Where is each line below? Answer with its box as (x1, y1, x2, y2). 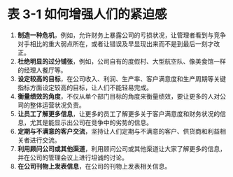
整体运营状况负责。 (29, 101, 85, 109)
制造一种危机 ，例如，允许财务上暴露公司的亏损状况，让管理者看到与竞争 (17, 31, 226, 39)
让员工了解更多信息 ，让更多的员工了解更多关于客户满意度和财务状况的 (17, 109, 220, 118)
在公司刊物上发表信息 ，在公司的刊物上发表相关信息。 (17, 162, 171, 170)
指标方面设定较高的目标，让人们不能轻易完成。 (17, 83, 153, 92)
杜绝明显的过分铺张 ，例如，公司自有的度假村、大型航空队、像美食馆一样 (17, 57, 226, 65)
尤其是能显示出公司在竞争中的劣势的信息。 (29, 118, 153, 127)
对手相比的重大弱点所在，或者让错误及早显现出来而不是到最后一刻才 (17, 39, 214, 48)
